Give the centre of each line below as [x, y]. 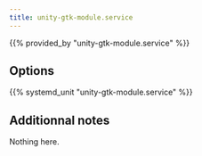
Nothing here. [34, 142]
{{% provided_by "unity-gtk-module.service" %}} [100, 43]
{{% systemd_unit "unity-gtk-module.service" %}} [101, 92]
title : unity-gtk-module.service [71, 17]
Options [32, 71]
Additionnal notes [60, 120]
